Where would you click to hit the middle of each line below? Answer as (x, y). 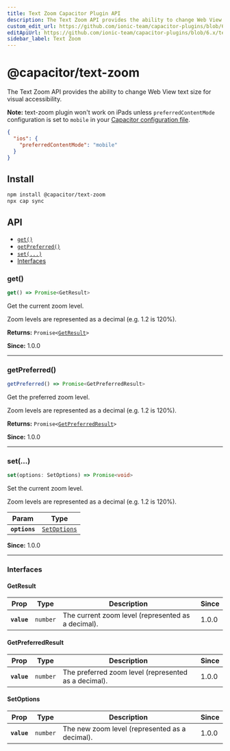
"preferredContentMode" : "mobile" (68, 145)
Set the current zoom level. (45, 489)
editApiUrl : (24, 33)
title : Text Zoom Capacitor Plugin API (64, 13)
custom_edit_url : (32, 26)
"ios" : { (26, 138)
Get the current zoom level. (46, 306)
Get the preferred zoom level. (49, 397)
